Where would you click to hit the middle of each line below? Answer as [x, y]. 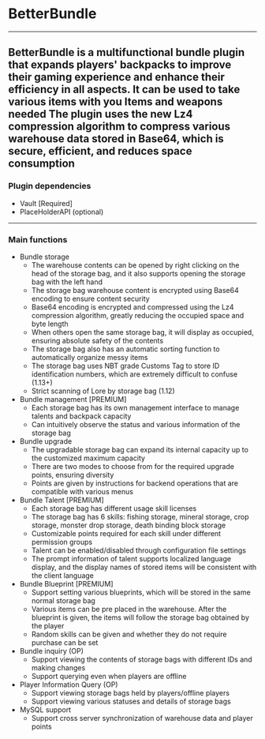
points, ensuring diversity [73, 475]
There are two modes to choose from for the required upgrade [133, 466]
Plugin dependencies [50, 186]
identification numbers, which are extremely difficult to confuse [134, 374]
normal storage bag [63, 600]
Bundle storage [44, 257]
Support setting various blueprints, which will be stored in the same [141, 592]
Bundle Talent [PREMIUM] [62, 500]
